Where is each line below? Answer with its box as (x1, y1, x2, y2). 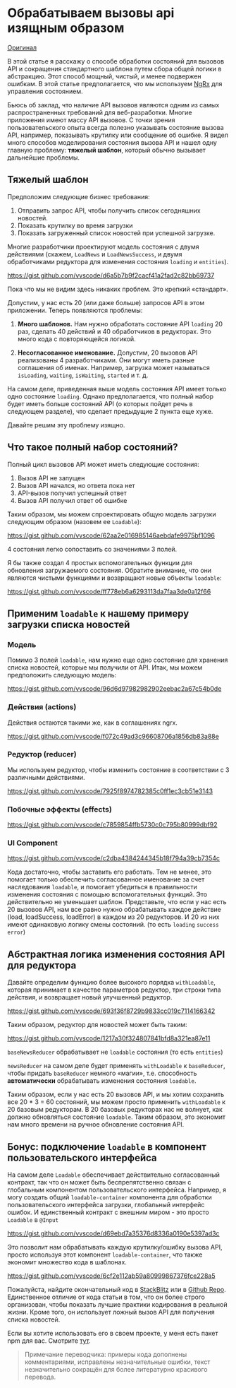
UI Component (7, 838, 58, 848)
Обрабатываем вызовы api (7, 5, 175, 21)
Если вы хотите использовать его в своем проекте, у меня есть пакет (7, 1329, 218, 1338)
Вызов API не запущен (17, 473, 85, 482)
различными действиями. (7, 773, 86, 781)
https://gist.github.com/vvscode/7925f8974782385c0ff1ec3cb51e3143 (7, 786, 213, 795)
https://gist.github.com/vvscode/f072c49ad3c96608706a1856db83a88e (7, 732, 220, 740)
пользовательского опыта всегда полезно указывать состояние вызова (7, 123, 224, 131)
